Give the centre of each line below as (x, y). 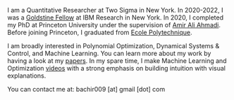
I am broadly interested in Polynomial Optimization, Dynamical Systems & (113, 46)
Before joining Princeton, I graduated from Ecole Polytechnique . (100, 32)
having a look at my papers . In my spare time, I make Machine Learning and (117, 61)
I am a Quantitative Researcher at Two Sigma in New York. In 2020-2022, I (115, 10)
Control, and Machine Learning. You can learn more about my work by (109, 53)
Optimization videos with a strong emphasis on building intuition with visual (116, 68)
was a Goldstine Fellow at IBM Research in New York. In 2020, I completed (116, 17)
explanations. (27, 76)
